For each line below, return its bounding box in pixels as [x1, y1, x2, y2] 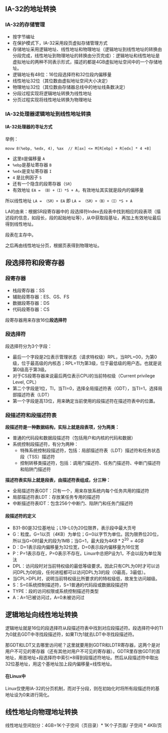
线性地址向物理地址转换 [5, 708, 78, 716]
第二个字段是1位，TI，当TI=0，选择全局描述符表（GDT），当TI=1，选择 [12, 385, 158, 391]
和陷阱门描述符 [20, 467, 51, 473]
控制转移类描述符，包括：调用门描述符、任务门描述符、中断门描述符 [20, 460, 161, 466]
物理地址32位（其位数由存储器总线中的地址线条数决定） [12, 84, 128, 90]
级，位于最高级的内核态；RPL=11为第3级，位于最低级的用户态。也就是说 [12, 360, 162, 366]
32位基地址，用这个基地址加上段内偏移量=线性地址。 [5, 660, 115, 667]
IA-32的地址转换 [5, 5, 57, 14]
